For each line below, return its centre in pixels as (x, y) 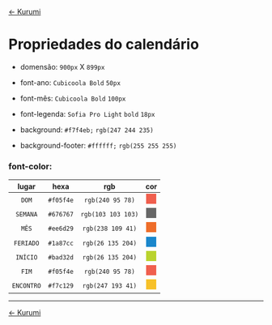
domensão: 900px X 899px (62, 66)
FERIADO (26, 243)
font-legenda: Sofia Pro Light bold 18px (87, 113)
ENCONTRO (27, 286)
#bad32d (61, 257)
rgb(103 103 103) (110, 215)
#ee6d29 (61, 229)
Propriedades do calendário (104, 45)
